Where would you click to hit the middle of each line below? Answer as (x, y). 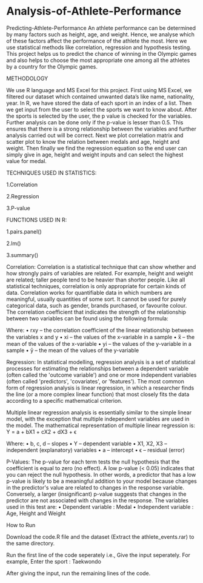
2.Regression (23, 196)
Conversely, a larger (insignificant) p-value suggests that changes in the (96, 494)
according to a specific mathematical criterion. (65, 400)
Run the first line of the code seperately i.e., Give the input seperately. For (98, 555)
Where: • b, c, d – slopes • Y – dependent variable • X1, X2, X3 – (87, 443)
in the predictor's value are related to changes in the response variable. (95, 487)
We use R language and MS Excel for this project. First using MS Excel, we (99, 90)
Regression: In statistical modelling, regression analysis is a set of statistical (101, 362)
